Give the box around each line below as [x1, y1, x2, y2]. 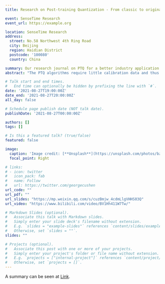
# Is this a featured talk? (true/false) [5, 133, 91, 138]
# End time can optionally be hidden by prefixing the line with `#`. [5, 84, 157, 89]
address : [5, 34, 23, 39]
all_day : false [5, 97, 36, 102]
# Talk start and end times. [5, 79, 65, 84]
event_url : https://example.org [5, 21, 71, 26]
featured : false [5, 138, 38, 143]
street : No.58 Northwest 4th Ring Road [9, 39, 91, 44]
